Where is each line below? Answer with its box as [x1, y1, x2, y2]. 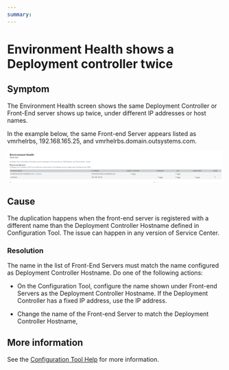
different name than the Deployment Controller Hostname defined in [7, 221, 200, 229]
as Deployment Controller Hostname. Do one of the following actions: [7, 268, 204, 277]
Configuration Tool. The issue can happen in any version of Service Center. [7, 229, 219, 237]
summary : [7, 11, 32, 18]
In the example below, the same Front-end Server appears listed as [7, 129, 197, 137]
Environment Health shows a [7, 41, 174, 57]
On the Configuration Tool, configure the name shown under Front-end [16, 282, 217, 290]
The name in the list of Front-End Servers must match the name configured [7, 262, 219, 270]
